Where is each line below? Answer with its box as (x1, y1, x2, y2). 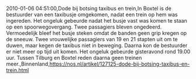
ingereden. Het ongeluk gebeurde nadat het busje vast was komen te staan (6, 17, 187, 24)
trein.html (6, 67, 29, 73)
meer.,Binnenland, (6, 60, 50, 67)
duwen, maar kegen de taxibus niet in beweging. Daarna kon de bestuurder (6, 42, 188, 49)
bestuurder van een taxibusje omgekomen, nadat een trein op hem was (6, 11, 178, 18)
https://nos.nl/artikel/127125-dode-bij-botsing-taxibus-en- (49, 60, 190, 67)
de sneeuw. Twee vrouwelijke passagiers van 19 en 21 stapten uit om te (6, 36, 178, 42)
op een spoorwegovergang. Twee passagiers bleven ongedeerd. (6, 23, 162, 30)
